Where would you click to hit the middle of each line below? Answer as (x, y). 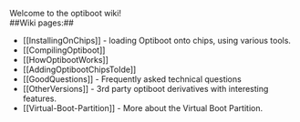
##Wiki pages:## (42, 23)
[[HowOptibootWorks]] (66, 60)
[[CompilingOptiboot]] (64, 50)
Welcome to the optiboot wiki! (65, 13)
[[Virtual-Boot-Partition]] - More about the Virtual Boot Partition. (142, 108)
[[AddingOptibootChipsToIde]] (79, 69)
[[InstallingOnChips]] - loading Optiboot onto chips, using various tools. (157, 41)
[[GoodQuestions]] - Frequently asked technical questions (132, 79)
